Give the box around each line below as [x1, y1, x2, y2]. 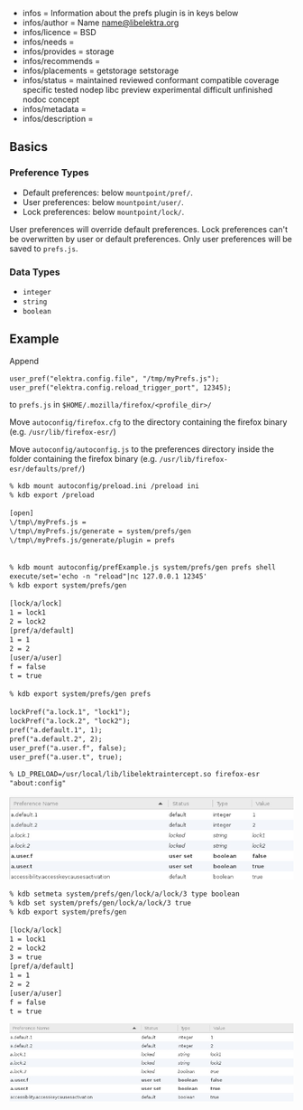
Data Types [9, 266, 60, 278]
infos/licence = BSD [22, 27, 96, 37]
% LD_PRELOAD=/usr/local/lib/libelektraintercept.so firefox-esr [9, 769, 260, 778]
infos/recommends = [22, 56, 101, 66]
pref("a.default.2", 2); [9, 734, 103, 744]
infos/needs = [22, 36, 75, 47]
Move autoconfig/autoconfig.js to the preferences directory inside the [9, 443, 275, 455]
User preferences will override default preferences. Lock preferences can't [9, 223, 289, 234]
